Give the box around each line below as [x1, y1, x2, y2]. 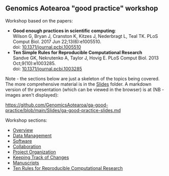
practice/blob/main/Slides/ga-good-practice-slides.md [5, 107, 121, 113]
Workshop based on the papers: [5, 17, 73, 24]
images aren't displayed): [5, 92, 59, 98]
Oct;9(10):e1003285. [12, 60, 56, 66]
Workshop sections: [5, 117, 47, 123]
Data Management [12, 133, 52, 139]
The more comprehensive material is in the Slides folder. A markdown [5, 81, 152, 87]
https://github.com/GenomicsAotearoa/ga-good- [5, 102, 108, 108]
